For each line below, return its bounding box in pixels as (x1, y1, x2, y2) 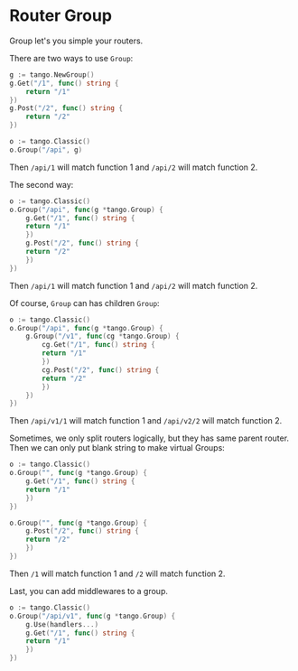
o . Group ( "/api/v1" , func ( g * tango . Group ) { (9, 611, 176, 620)
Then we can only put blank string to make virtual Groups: (9, 443, 226, 453)
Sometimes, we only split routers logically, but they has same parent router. (9, 433, 290, 443)
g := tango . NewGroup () (9, 70, 95, 79)
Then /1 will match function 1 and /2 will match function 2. (9, 568, 226, 579)
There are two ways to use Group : (9, 52, 134, 63)
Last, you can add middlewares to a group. (9, 585, 169, 596)
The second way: (9, 179, 74, 190)
